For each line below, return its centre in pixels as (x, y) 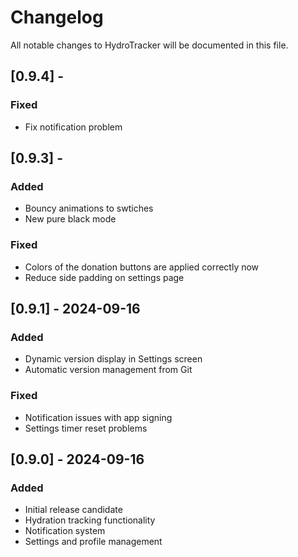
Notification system (65, 531)
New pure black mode (70, 219)
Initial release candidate (73, 510)
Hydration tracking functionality (90, 520)
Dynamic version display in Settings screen (113, 359)
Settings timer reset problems (86, 428)
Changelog (57, 17)
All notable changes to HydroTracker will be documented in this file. (149, 45)
